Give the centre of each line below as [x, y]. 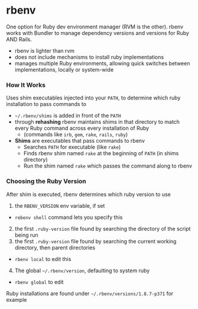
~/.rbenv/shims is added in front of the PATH [68, 115]
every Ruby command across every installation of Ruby [82, 128]
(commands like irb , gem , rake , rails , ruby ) [76, 134]
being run [26, 235]
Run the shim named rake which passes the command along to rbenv [108, 166]
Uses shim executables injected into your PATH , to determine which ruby [93, 98]
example [17, 300]
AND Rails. [19, 39]
